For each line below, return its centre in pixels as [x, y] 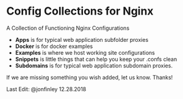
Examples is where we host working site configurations [85, 52]
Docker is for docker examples [54, 46]
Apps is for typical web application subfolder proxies [82, 39]
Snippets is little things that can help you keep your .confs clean [96, 59]
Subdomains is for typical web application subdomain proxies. [94, 66]
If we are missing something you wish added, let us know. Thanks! [90, 77]
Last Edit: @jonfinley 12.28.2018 [46, 89]
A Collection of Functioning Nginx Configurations [68, 28]
